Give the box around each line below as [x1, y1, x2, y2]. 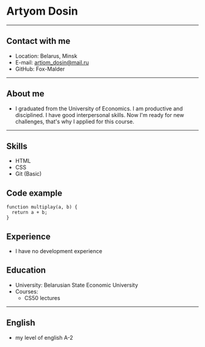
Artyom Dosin [6, 4, 78, 18]
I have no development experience [15, 248, 103, 254]
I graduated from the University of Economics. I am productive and [15, 105, 183, 112]
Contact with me [6, 36, 71, 46]
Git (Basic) [15, 170, 42, 177]
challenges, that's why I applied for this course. [15, 118, 135, 125]
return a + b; [12, 209, 48, 216]
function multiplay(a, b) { [6, 204, 78, 210]
